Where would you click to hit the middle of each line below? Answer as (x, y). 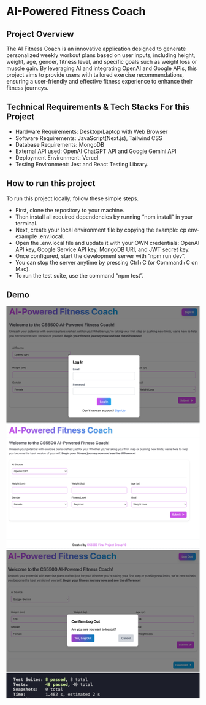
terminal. (26, 223)
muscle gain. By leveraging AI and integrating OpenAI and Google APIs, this (102, 68)
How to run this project (51, 183)
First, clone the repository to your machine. (70, 210)
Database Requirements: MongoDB (59, 144)
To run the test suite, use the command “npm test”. (79, 275)
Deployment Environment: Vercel (57, 157)
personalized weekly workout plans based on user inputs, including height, (101, 55)
